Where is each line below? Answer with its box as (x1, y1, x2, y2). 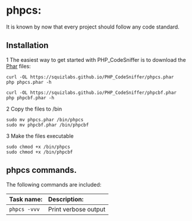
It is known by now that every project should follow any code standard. (6, 23, 180, 30)
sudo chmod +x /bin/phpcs (6, 144, 70, 150)
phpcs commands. (6, 165, 77, 175)
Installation (6, 40, 49, 50)
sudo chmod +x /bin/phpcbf (6, 149, 73, 155)
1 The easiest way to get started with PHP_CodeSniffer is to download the (6, 56, 186, 63)
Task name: (9, 195, 43, 203)
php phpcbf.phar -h (6, 94, 55, 101)
